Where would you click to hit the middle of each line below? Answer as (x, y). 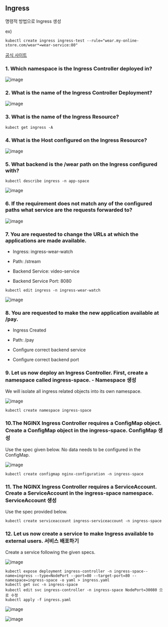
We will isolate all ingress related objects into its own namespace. (73, 391)
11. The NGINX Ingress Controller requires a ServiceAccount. (81, 487)
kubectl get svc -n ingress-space (42, 585)
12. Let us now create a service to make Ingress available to (79, 533)
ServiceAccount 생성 (31, 500)
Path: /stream (27, 261)
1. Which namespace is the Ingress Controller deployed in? (79, 68)
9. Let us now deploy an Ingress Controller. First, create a (77, 373)
